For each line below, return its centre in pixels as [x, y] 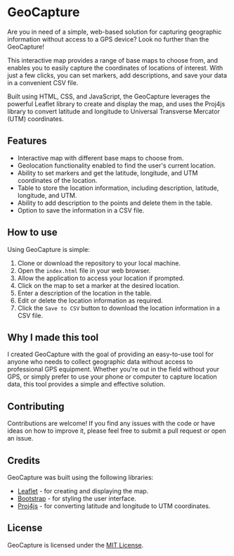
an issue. [20, 438]
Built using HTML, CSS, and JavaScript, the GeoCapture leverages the [109, 96]
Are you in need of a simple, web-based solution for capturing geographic [115, 32]
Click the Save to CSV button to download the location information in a [118, 308]
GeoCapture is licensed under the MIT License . [76, 545]
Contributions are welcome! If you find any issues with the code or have [111, 424]
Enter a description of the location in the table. [85, 293]
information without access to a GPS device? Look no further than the [108, 39]
